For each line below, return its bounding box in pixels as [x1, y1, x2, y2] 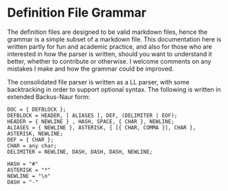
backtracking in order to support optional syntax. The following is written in [7, 85, 221, 93]
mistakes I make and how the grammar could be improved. [7, 64, 174, 73]
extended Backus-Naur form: [7, 92, 91, 101]
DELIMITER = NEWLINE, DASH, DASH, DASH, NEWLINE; [7, 148, 153, 155]
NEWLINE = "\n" [7, 172, 51, 179]
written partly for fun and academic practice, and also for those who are [7, 42, 213, 51]
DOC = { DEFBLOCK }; [7, 106, 67, 113]
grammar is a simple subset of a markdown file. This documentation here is [7, 35, 222, 43]
